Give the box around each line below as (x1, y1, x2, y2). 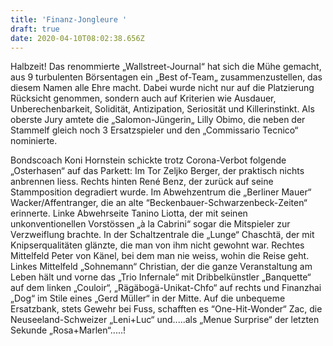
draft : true (10, 24, 60, 34)
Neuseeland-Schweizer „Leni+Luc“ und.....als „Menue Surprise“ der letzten (10, 314, 320, 326)
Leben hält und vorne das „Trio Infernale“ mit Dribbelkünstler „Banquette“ (10, 271, 312, 283)
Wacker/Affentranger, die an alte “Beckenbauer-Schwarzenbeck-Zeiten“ (10, 197, 308, 209)
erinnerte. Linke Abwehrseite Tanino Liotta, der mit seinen (10, 207, 248, 220)
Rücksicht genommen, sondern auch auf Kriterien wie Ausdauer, (10, 92, 277, 105)
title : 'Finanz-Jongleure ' (10, 14, 128, 25)
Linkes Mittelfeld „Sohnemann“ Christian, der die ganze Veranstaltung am (10, 261, 313, 273)
